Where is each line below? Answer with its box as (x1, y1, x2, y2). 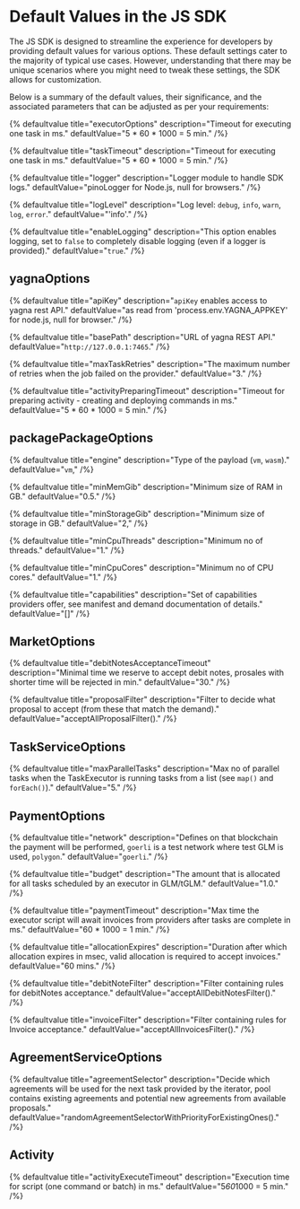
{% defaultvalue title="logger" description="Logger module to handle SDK (9, 172, 284, 183)
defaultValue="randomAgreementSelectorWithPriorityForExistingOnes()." (9, 1111, 279, 1123)
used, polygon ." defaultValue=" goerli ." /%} (9, 851, 168, 862)
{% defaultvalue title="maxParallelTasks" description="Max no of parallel (9, 763, 280, 774)
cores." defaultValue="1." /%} (9, 572, 118, 583)
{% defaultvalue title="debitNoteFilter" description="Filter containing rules (9, 978, 284, 988)
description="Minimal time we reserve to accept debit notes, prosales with (9, 667, 285, 679)
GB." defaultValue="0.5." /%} (9, 491, 116, 502)
